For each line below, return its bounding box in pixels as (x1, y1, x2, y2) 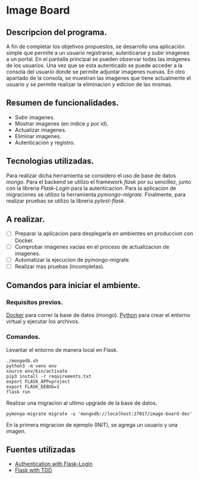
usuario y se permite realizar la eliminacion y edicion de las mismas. (6, 81, 173, 88)
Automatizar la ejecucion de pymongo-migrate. (14, 256, 131, 263)
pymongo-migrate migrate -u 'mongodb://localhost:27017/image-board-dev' (6, 411, 193, 417)
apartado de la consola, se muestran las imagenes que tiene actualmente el (6, 75, 191, 81)
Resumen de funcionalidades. (6, 98, 119, 108)
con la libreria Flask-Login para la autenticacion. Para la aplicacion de (6, 185, 176, 192)
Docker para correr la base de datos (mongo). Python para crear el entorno (6, 312, 191, 319)
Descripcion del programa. (6, 27, 108, 37)
